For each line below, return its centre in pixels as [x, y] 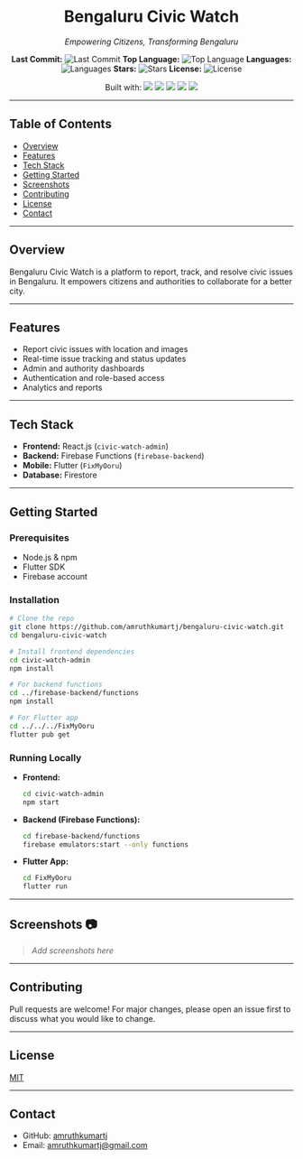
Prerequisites [39, 537]
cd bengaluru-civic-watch [58, 635]
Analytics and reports [62, 388]
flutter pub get [40, 734]
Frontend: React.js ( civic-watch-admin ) [96, 446]
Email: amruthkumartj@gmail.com [85, 1145]
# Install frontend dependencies [72, 652]
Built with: [124, 87]
